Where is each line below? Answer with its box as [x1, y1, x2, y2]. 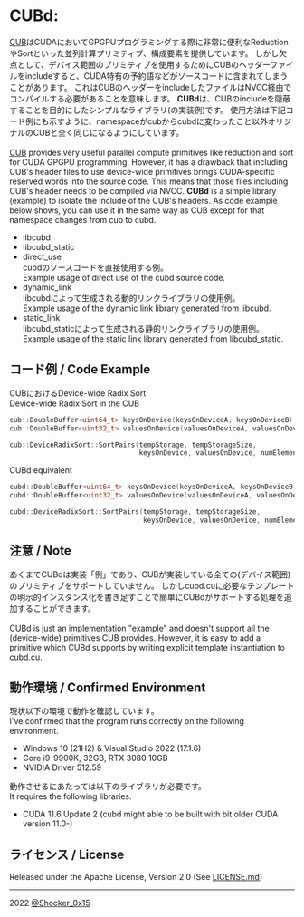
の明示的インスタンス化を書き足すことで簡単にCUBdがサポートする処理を [9, 591, 285, 603]
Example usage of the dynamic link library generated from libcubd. [22, 303, 271, 314]
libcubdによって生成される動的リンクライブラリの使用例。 [22, 292, 241, 304]
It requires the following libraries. [9, 791, 133, 802]
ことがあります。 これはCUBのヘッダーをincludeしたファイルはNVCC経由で [9, 82, 292, 92]
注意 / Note [9, 543, 71, 558]
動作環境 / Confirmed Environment [9, 680, 206, 695]
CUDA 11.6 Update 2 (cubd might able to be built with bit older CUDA [22, 808, 279, 820]
